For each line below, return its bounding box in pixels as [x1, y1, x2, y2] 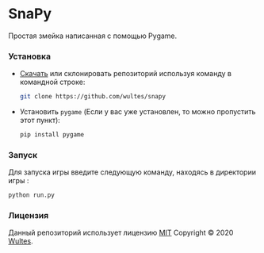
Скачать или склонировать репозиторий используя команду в [19, 69, 232, 79]
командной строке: [19, 77, 86, 87]
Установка [8, 51, 52, 62]
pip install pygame [19, 131, 85, 139]
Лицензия [8, 210, 49, 221]
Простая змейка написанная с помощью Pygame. [8, 31, 178, 40]
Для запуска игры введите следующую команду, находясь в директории [8, 167, 256, 177]
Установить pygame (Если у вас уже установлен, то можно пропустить [19, 107, 256, 117]
